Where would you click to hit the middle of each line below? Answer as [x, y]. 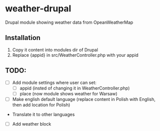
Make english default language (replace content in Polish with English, [84, 99]
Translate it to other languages [44, 114]
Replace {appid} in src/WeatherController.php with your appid [75, 55]
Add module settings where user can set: [54, 83]
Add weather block [32, 124]
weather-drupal [38, 9]
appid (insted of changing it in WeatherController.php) [75, 88]
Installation [23, 38]
